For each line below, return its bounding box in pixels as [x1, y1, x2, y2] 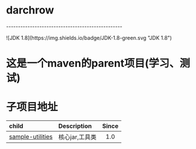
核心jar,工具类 [58, 133, 97, 141]
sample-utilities [9, 133, 53, 141]
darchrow [6, 4, 54, 17]
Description [58, 122, 92, 130]
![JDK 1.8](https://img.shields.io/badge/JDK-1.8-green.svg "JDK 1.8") [6, 34, 172, 41]
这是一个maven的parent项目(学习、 [6, 57, 180, 70]
